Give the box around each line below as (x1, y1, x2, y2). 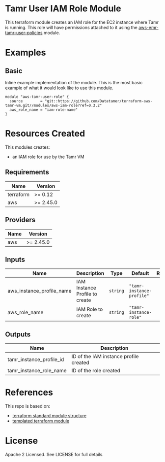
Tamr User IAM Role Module (5, 3, 121, 14)
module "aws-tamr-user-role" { (5, 94, 69, 99)
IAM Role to (76, 306, 103, 313)
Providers (5, 216, 36, 224)
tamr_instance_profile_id (7, 356, 64, 363)
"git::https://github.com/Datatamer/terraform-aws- (44, 99, 153, 103)
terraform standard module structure (12, 413, 87, 419)
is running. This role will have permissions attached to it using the (5, 24, 137, 30)
